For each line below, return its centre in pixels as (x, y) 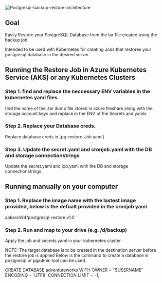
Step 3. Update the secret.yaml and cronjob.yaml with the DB (79, 149)
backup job (16, 40)
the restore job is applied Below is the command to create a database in (77, 255)
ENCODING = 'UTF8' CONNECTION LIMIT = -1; (52, 275)
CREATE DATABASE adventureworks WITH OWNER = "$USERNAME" (74, 270)
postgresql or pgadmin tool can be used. (46, 261)
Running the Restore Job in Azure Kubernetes (76, 70)
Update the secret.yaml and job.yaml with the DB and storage (67, 166)
